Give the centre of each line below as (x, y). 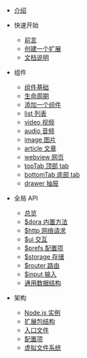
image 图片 (40, 139)
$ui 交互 (36, 239)
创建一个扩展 (42, 49)
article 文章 (40, 148)
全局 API (26, 198)
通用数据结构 (42, 283)
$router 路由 (42, 265)
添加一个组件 (42, 105)
